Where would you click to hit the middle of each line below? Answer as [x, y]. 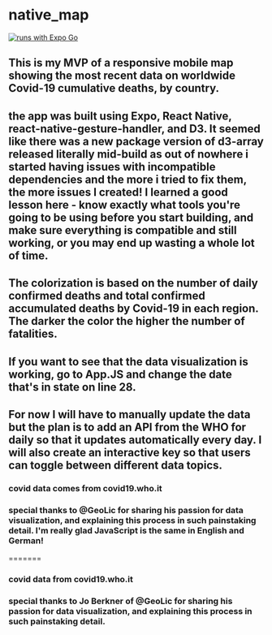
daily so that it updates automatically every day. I [135, 440]
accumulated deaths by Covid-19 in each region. [134, 309]
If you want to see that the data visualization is [129, 362]
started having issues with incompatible [112, 167]
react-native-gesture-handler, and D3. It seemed [135, 129]
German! [26, 540]
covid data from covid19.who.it [71, 580]
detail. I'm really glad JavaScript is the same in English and [127, 530]
